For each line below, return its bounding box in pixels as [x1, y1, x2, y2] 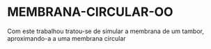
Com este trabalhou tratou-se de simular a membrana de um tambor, [7, 27, 204, 35]
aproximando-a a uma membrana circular [7, 34, 127, 42]
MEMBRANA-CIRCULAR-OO [7, 4, 173, 20]
